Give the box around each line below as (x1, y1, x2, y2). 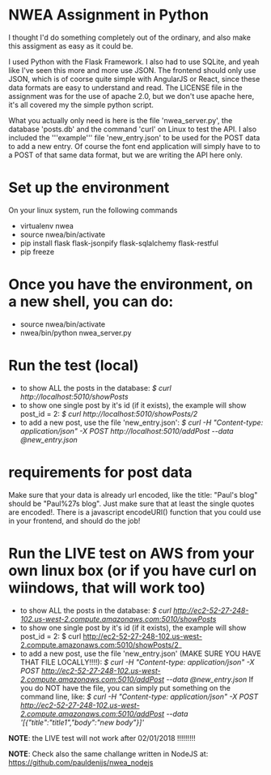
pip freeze (19, 246, 55, 256)
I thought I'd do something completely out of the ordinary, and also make (8, 32, 251, 42)
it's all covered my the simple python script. (8, 100, 154, 109)
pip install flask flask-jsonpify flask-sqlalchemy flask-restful (19, 238, 218, 248)
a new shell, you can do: (8, 293, 174, 311)
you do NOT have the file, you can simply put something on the (19, 683, 231, 692)
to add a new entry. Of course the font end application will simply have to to (8, 141, 260, 151)
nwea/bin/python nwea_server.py (19, 328, 132, 337)
